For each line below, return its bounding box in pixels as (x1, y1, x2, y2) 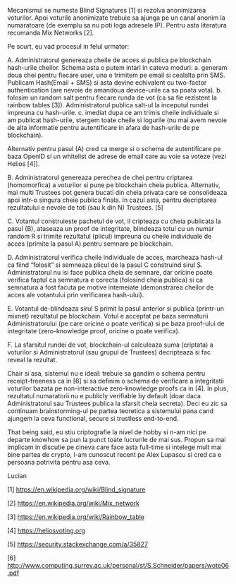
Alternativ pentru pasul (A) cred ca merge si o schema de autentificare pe (7, 145, 221, 153)
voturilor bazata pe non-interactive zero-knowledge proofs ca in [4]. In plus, (7, 384, 229, 393)
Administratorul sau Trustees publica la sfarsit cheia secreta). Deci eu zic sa (7, 399, 228, 407)
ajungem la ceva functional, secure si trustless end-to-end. (7, 415, 179, 422)
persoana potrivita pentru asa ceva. (7, 458, 111, 466)
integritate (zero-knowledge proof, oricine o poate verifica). (7, 327, 180, 335)
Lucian (7, 472, 27, 479)
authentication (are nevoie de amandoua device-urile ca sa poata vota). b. (7, 86, 223, 94)
